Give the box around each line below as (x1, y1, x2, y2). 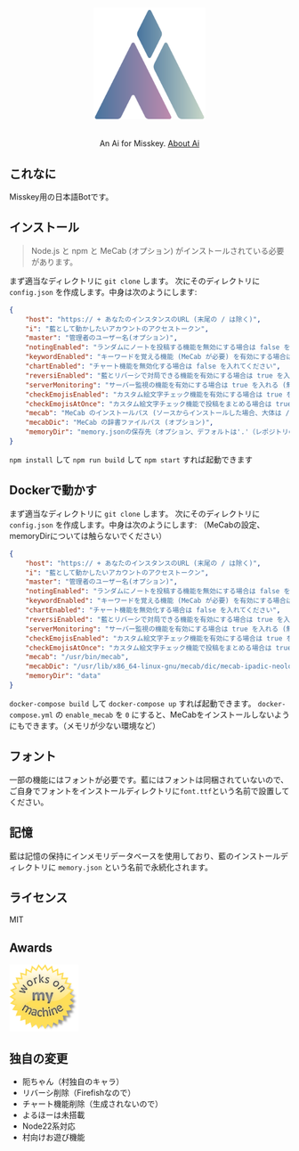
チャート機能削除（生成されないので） (21, 1098, 163, 1109)
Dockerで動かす (9, 483, 98, 498)
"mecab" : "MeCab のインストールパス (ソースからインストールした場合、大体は (25, 409, 282, 418)
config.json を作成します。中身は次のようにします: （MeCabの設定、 (9, 519, 265, 530)
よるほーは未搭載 (21, 1109, 85, 1120)
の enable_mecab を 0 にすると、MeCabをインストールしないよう (54, 709, 291, 720)
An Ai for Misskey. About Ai (99, 138, 200, 149)
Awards (9, 940, 53, 955)
